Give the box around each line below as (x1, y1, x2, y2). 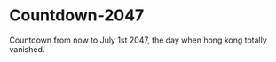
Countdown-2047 (9, 5, 145, 26)
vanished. (9, 43, 45, 54)
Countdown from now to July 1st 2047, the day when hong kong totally (9, 35, 268, 45)
